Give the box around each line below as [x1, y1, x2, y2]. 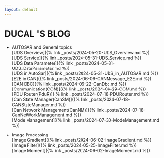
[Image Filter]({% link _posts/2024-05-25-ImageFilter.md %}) [11, 142, 137, 148]
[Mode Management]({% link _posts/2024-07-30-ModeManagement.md [11, 117, 160, 123]
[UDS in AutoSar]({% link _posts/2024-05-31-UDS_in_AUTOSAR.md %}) [11, 70, 158, 76]
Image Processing [11, 132, 49, 137]
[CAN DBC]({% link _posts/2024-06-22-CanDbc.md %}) [11, 81, 126, 87]
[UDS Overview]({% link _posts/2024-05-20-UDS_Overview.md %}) [11, 49, 150, 55]
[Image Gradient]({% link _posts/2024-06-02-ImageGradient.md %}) [11, 137, 152, 143]
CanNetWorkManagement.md [11, 112, 72, 118]
